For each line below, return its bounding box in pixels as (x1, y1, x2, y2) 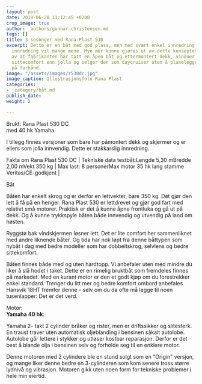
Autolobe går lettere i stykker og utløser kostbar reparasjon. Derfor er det (6, 335, 188, 342)
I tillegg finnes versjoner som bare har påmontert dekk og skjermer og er (6, 138, 186, 145)
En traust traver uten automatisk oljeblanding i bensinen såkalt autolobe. (6, 329, 185, 336)
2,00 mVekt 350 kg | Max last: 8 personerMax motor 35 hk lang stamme (6, 163, 185, 170)
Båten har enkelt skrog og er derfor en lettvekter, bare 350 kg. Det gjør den (6, 192, 192, 199)
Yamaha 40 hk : (6, 311, 45, 318)
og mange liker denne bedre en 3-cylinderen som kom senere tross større (6, 359, 189, 367)
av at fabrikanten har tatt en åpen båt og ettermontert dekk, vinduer (11, 54, 195, 60)
